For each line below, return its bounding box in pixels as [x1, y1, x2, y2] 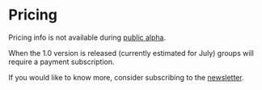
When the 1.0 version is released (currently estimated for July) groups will [8, 48, 255, 58]
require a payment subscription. [8, 57, 115, 66]
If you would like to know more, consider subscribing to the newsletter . [8, 72, 244, 82]
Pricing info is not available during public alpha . [8, 32, 167, 42]
